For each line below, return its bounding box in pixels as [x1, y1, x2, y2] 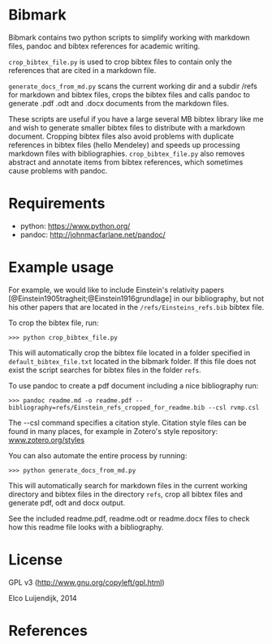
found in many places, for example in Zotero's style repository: [8, 426, 218, 436]
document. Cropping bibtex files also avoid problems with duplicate [8, 131, 235, 141]
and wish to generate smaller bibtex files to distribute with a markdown [8, 122, 246, 132]
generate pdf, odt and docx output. [8, 497, 126, 508]
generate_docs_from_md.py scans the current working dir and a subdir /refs [8, 81, 257, 91]
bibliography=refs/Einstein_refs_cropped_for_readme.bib [8, 403, 205, 411]
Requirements [8, 195, 106, 213]
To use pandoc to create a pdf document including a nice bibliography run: [8, 380, 259, 390]
